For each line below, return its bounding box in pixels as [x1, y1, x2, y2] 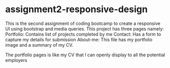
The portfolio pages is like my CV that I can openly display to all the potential [5, 52, 165, 58]
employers [5, 57, 27, 63]
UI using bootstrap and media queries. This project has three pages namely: [5, 25, 164, 31]
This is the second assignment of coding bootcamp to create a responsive [5, 20, 161, 26]
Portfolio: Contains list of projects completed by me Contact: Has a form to [5, 31, 161, 37]
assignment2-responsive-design [5, 4, 148, 15]
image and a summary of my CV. [5, 42, 74, 48]
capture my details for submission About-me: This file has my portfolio [5, 37, 153, 43]
